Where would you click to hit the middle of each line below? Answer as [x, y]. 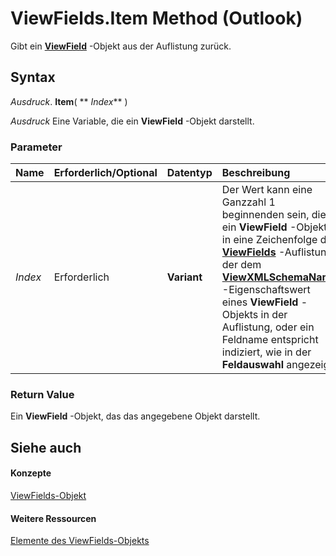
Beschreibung [256, 173]
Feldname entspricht [270, 340]
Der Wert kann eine [267, 190]
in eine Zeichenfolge [269, 240]
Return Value [42, 394]
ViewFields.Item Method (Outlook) [156, 18]
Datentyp [189, 173]
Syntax [33, 77]
